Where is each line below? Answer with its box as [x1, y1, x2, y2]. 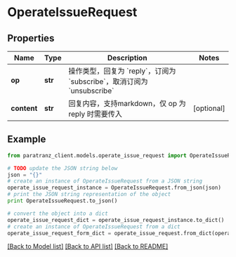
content [11, 103, 38, 113]
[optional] [192, 103, 225, 113]
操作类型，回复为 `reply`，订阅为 [68, 66, 176, 76]
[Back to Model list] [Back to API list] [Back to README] [7, 242, 169, 251]
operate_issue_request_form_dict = [7, 230, 112, 237]
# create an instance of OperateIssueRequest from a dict [7, 223, 181, 230]
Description [107, 53, 147, 62]
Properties [7, 32, 55, 44]
